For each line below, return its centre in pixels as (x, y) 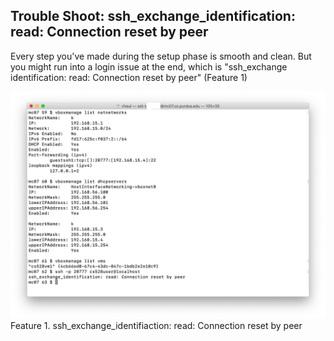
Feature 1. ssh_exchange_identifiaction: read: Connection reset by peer (156, 326)
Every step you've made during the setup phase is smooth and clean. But (161, 56)
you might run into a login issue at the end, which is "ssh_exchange (149, 66)
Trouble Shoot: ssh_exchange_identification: (153, 16)
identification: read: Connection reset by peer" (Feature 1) (129, 77)
